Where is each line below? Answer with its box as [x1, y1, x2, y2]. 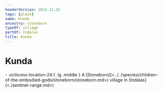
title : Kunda [5, 35, 32, 40]
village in [109, 77, 128, 83]
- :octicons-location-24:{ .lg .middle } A [5, 71, 85, 77]
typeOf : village [5, 25, 38, 30]
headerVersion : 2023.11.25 [5, 7, 60, 12]
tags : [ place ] [5, 12, 34, 17]
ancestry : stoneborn [5, 21, 48, 26]
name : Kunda [5, 16, 29, 21]
